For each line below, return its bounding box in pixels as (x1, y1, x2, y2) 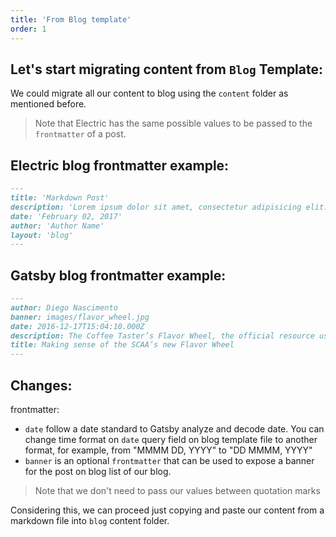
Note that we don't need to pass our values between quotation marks (34, 485, 321, 496)
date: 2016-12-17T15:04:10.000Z (10, 321, 145, 331)
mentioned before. (10, 98, 87, 110)
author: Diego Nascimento (10, 302, 118, 313)
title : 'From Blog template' (10, 14, 132, 25)
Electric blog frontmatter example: (10, 157, 230, 174)
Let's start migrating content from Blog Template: (10, 61, 324, 78)
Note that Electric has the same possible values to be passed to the (34, 117, 313, 130)
